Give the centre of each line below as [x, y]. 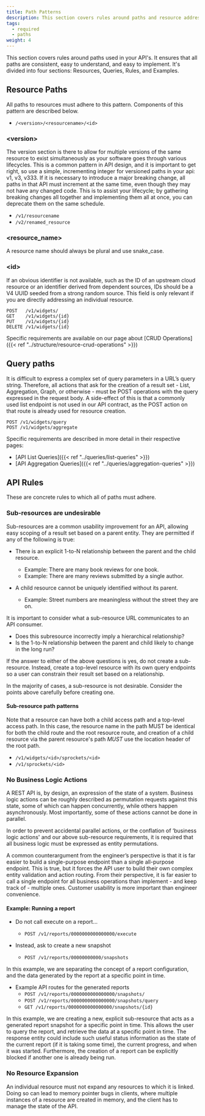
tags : [13, 23]
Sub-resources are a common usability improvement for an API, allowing [97, 526]
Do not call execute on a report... [56, 922]
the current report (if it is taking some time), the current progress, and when [102, 1045]
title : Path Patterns [34, 12]
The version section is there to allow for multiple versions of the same [94, 152]
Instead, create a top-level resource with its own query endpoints [113, 667]
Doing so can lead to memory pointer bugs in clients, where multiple [92, 1093]
